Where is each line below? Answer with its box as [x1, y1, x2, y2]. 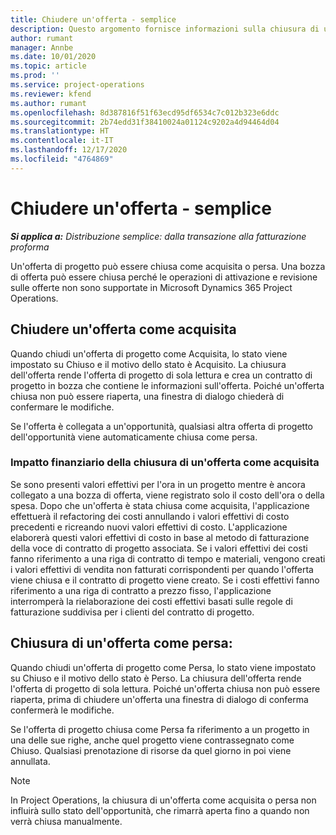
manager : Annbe [10, 42, 74, 53]
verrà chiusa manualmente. [10, 815, 123, 827]
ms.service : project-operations [10, 80, 145, 90]
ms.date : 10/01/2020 [10, 52, 97, 62]
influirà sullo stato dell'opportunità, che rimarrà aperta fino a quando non [10, 804, 310, 816]
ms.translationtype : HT [10, 126, 110, 136]
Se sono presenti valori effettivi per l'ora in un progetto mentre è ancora [10, 478, 306, 490]
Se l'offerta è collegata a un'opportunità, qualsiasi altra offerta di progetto [10, 420, 313, 432]
